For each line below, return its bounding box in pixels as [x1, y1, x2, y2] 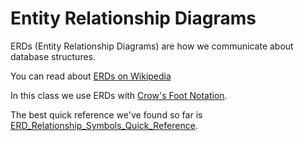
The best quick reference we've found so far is [10, 108, 203, 121]
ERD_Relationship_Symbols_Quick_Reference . [10, 119, 198, 131]
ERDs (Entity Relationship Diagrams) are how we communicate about [10, 40, 294, 52]
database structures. [10, 50, 97, 62]
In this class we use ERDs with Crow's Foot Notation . [10, 89, 228, 101]
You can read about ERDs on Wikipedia [10, 70, 172, 82]
